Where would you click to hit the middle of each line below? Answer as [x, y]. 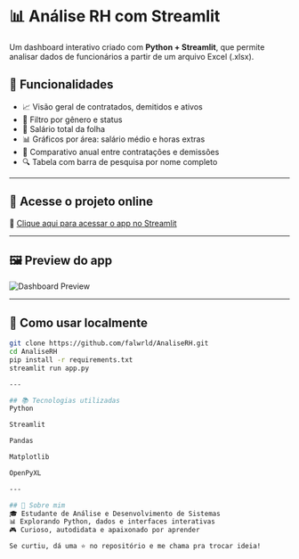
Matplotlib [29, 457]
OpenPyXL [25, 473]
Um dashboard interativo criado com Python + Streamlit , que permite [137, 47]
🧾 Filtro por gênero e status [72, 119]
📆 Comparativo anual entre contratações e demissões [121, 152]
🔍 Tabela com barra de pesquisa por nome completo [120, 161]
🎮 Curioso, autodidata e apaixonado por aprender [105, 530]
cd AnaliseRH [33, 352]
